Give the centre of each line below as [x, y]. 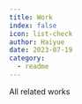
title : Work [31, 17]
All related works [40, 91]
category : [27, 58]
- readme [33, 67]
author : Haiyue [37, 42]
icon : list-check [41, 33]
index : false [33, 26]
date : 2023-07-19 [41, 50]
